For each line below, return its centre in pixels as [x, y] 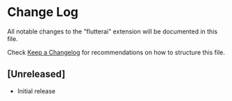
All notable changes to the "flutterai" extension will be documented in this [112, 31]
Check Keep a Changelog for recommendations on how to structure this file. [116, 52]
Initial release [36, 91]
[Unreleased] [36, 74]
